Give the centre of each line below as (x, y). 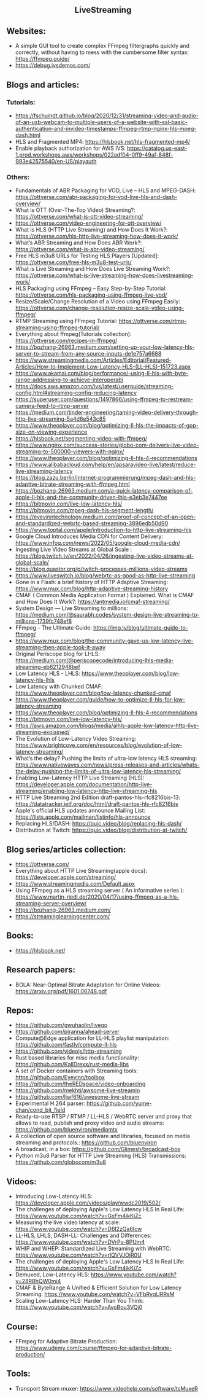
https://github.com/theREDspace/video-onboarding (80, 1084)
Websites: (26, 31)
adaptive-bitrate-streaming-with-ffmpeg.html (72, 484)
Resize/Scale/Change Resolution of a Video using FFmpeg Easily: (98, 302)
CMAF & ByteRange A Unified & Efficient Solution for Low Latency (98, 1288)
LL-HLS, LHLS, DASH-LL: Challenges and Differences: (83, 1236)
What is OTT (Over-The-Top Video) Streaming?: (75, 210)
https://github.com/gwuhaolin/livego (61, 1025)
